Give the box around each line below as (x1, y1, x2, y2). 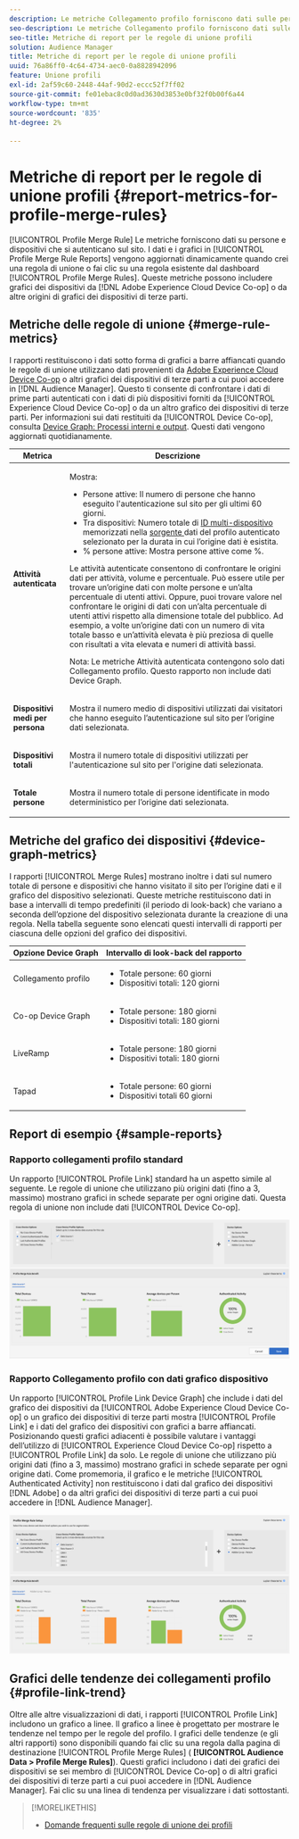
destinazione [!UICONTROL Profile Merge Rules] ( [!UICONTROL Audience (9, 1746, 284, 1758)
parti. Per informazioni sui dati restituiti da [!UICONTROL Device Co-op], (9, 412, 273, 422)
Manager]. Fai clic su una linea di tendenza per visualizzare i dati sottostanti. (9, 1785, 290, 1795)
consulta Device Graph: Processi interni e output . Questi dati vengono (9, 420, 265, 432)
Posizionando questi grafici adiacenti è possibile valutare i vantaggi (9, 1431, 256, 1442)
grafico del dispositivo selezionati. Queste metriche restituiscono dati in (9, 889, 271, 901)
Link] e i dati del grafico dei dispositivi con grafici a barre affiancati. (9, 1421, 256, 1432)
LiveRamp (12, 1048, 50, 1059)
